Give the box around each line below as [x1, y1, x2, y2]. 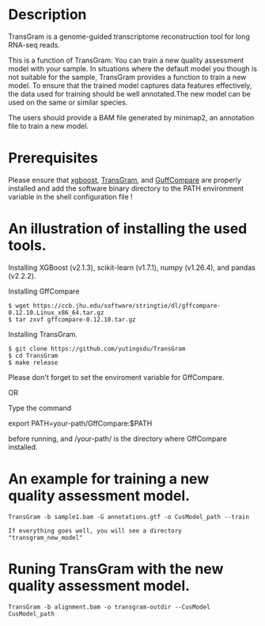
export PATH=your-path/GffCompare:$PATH [8, 418, 153, 428]
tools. [8, 237, 47, 255]
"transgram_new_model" [8, 533, 83, 541]
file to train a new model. [8, 121, 89, 131]
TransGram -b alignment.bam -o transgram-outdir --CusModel [8, 603, 211, 611]
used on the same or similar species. [8, 97, 128, 107]
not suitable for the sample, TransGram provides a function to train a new [8, 72, 247, 82]
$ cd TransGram [8, 351, 59, 359]
